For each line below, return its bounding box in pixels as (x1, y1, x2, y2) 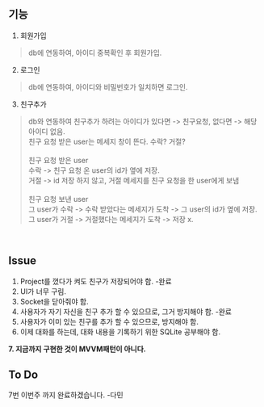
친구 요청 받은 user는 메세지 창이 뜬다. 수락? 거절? (27, 136, 186, 146)
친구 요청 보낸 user (27, 194, 89, 203)
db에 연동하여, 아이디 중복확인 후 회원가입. (27, 48, 162, 57)
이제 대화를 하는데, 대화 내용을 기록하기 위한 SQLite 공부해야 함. (19, 326, 221, 337)
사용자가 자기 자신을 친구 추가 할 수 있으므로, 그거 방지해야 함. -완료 (19, 306, 233, 317)
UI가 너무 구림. (19, 286, 67, 296)
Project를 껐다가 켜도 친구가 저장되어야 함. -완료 (19, 276, 172, 286)
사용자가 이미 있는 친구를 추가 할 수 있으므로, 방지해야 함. (19, 317, 199, 326)
